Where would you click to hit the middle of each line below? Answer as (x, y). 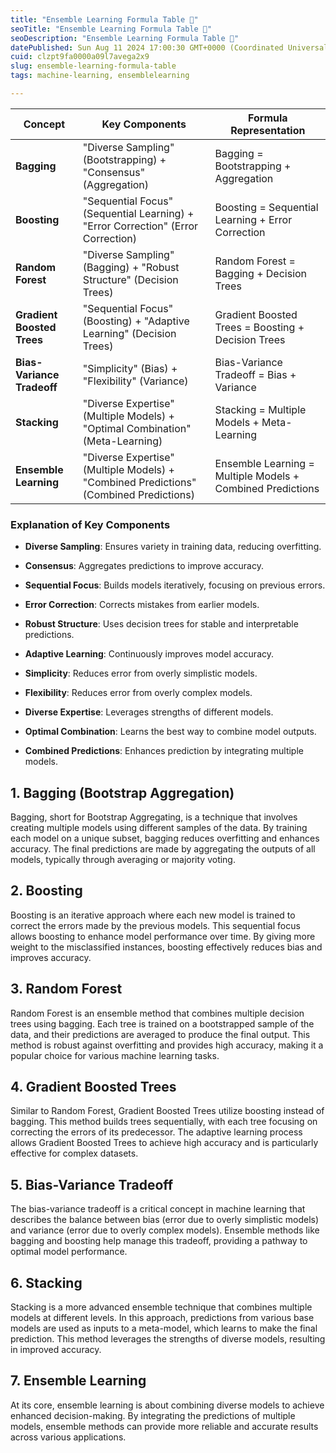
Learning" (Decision (129, 333)
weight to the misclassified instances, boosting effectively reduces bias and (166, 947)
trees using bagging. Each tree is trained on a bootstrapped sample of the (162, 1023)
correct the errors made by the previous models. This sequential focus (155, 925)
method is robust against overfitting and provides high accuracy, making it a (167, 1045)
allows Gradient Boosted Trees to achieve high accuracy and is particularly (164, 1143)
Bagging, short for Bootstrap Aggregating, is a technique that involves (154, 817)
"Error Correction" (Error (140, 226)
